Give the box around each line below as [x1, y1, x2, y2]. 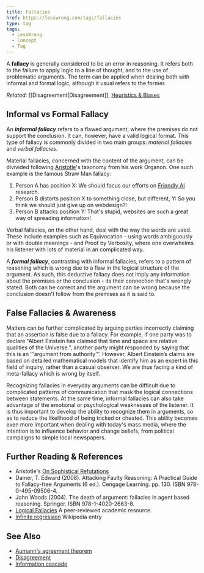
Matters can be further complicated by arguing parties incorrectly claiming [6, 324, 194, 332]
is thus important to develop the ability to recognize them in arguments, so [6, 408, 194, 415]
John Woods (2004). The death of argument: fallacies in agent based [15, 494, 190, 501]
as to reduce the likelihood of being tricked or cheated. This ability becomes [6, 414, 199, 422]
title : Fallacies [6, 9, 51, 15]
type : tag [6, 20, 32, 26]
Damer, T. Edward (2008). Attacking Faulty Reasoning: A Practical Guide [15, 474, 197, 482]
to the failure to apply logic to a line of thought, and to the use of [6, 66, 169, 74]
